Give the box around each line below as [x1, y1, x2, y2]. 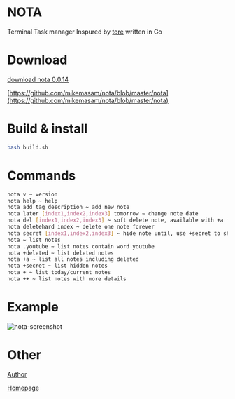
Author [7, 370, 27, 379]
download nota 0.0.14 [7, 75, 69, 83]
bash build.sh [7, 144, 49, 151]
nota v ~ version [7, 191, 58, 198]
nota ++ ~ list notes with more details [7, 276, 127, 283]
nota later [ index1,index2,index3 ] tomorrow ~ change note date [7, 210, 199, 217]
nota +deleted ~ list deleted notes [7, 250, 114, 257]
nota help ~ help [7, 197, 58, 204]
